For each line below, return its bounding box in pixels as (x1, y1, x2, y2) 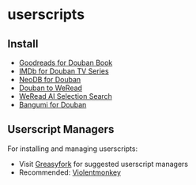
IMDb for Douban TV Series (18, 66, 109, 76)
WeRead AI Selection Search (18, 92, 112, 100)
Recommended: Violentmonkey (18, 168, 122, 177)
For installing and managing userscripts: (7, 144, 138, 153)
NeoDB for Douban (18, 75, 81, 84)
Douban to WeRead (18, 83, 82, 92)
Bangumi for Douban (18, 100, 87, 109)
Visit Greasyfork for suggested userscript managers (18, 159, 189, 168)
